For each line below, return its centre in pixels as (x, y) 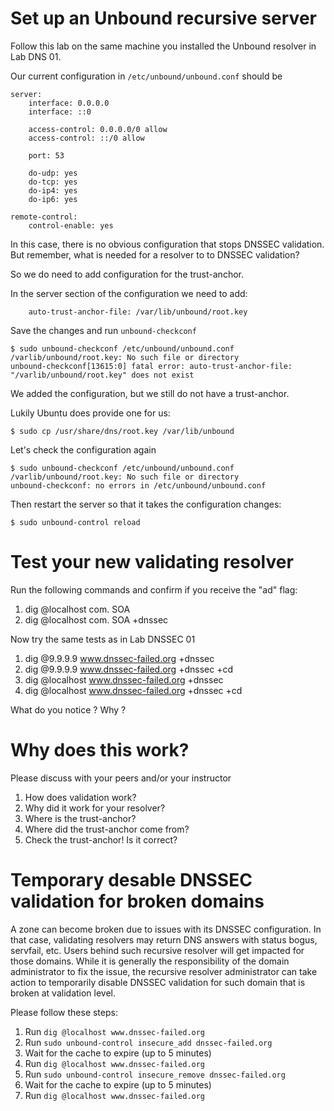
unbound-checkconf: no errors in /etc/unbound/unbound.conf (138, 485)
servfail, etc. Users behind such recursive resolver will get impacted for (157, 950)
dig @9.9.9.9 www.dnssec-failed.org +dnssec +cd (128, 669)
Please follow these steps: (64, 1012)
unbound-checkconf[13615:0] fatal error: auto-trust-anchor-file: (151, 366)
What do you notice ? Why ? (68, 709)
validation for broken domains (137, 901)
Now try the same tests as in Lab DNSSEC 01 (103, 639)
